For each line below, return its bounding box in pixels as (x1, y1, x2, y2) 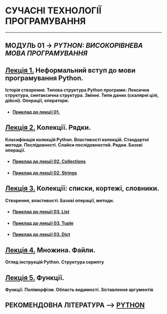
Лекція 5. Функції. (5, 273, 65, 282)
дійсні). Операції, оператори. (5, 97, 70, 104)
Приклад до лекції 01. (12, 109, 61, 115)
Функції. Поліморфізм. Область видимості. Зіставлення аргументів (5, 286, 154, 293)
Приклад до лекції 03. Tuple (12, 220, 74, 226)
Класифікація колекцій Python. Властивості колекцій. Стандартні (5, 137, 149, 143)
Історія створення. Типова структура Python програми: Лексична (5, 87, 150, 93)
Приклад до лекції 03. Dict (12, 232, 71, 237)
